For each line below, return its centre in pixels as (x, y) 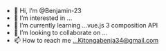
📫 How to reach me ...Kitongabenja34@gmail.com (86, 40)
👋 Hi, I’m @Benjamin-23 (47, 11)
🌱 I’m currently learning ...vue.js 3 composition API (85, 25)
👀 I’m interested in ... (43, 18)
